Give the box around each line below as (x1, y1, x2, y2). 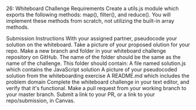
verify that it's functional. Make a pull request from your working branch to (6, 85, 187, 91)
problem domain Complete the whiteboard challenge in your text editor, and (6, 78, 190, 85)
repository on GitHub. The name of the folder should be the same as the (6, 54, 181, 60)
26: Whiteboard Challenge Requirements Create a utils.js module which (6, 5, 179, 12)
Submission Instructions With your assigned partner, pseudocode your (6, 35, 178, 42)
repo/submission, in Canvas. (6, 97, 75, 104)
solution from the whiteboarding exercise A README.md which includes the (6, 73, 190, 79)
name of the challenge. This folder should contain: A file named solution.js (6, 60, 187, 67)
